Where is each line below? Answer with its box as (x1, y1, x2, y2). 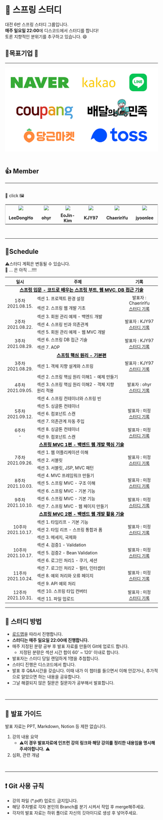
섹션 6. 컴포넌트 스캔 (36, 411, 76, 417)
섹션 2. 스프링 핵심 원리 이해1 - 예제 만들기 (36, 374, 118, 380)
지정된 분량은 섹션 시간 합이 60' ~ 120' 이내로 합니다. (19, 649, 120, 655)
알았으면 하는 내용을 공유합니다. (21, 674, 81, 680)
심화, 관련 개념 (12, 752, 40, 758)
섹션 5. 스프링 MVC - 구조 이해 (36, 480, 96, 486)
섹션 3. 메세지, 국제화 (36, 534, 77, 540)
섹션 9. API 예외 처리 (36, 580, 76, 586)
